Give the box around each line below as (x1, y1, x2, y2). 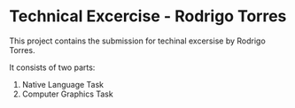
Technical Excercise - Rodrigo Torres (9, 6, 287, 27)
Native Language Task (21, 79, 105, 89)
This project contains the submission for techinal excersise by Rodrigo (9, 35, 266, 46)
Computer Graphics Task (21, 89, 113, 99)
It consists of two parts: (9, 62, 96, 73)
